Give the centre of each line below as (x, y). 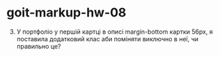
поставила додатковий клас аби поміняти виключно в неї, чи (108, 38)
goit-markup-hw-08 (66, 13)
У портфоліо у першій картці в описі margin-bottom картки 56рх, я (115, 32)
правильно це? (39, 46)
